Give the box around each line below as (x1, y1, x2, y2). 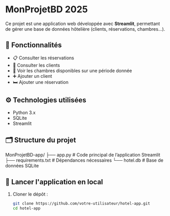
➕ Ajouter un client (12, 73, 53, 79)
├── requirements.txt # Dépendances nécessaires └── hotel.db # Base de (5, 157, 163, 163)
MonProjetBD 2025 (5, 4, 88, 15)
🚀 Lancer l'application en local (5, 178, 103, 186)
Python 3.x (12, 109, 36, 116)
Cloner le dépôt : (12, 191, 48, 198)
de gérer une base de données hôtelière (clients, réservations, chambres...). (5, 26, 165, 32)
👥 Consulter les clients (12, 62, 60, 68)
